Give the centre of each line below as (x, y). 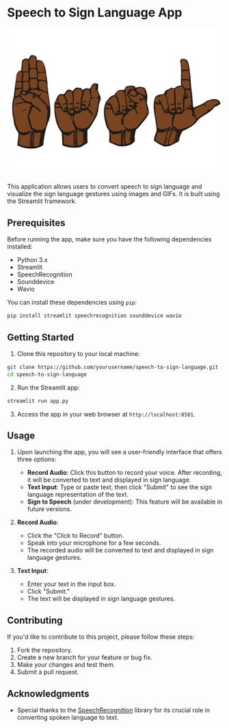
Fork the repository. (45, 650)
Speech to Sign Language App (95, 13)
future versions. (49, 509)
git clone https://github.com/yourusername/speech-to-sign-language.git (113, 367)
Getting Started (41, 337)
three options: (37, 459)
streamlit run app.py (38, 401)
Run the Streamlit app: (48, 387)
